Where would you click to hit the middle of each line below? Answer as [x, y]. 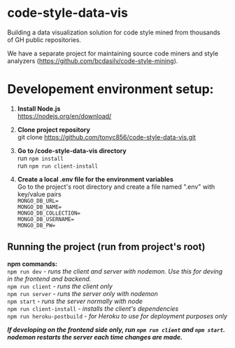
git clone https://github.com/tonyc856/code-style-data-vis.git [106, 137]
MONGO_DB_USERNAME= [46, 219]
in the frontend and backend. [49, 279]
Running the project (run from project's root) [106, 247]
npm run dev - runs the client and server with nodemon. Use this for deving [115, 271]
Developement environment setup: [111, 89]
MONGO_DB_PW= [36, 225]
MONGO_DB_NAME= [40, 207]
